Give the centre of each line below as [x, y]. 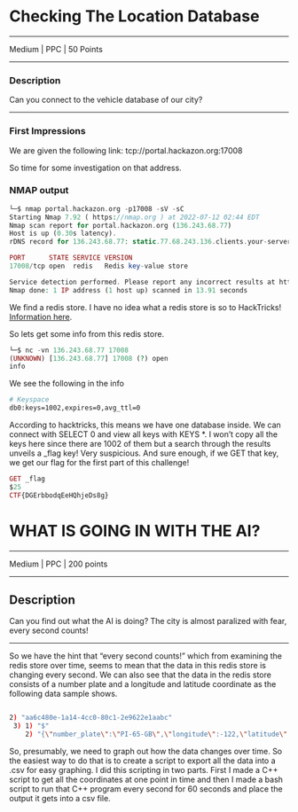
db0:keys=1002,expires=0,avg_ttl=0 [75, 408]
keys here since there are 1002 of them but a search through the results [140, 444]
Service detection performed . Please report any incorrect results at [142, 282]
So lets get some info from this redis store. [87, 333]
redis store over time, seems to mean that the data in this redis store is [137, 666]
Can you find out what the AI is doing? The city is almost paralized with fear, [148, 621]
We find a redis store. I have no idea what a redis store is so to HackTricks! [145, 307]
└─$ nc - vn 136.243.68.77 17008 [69, 350]
